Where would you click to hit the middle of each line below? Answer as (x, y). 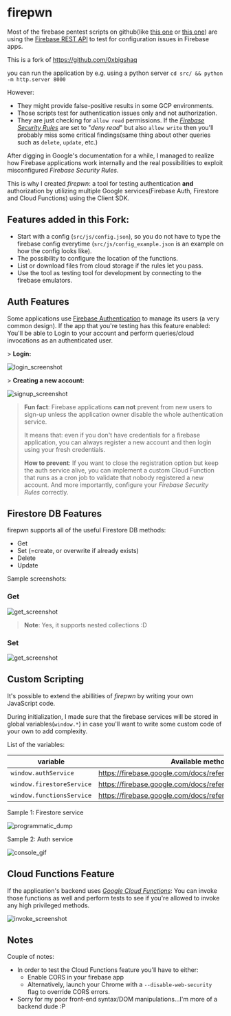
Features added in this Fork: (68, 220)
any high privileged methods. (48, 905)
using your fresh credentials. (64, 449)
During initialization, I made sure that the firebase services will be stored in (113, 716)
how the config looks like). (54, 251)
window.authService (42, 773)
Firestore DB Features (54, 514)
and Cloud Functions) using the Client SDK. (68, 198)
